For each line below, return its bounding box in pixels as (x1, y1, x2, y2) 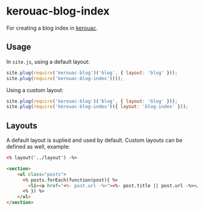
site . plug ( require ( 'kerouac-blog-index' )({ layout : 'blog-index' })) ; (6, 104, 189, 110)
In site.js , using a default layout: (6, 58, 90, 65)
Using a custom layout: (6, 86, 64, 93)
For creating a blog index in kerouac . (6, 24, 98, 32)
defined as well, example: (6, 143, 70, 150)
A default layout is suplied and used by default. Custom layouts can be (6, 136, 183, 144)
